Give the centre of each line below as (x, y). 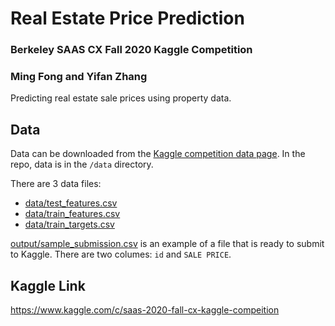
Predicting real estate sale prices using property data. (121, 98)
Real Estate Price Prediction (127, 18)
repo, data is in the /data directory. (82, 164)
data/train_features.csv (72, 214)
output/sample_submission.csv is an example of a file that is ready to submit (167, 244)
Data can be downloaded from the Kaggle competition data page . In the (158, 154)
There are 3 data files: (56, 184)
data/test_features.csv (71, 203)
